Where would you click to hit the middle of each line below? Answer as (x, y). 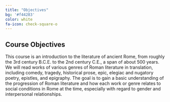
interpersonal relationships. (34, 94)
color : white (19, 19)
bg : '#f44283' (20, 15)
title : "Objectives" (27, 10)
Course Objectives (35, 44)
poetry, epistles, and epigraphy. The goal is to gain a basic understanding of (85, 78)
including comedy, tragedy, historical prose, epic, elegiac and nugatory (79, 73)
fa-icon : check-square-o (31, 24)
